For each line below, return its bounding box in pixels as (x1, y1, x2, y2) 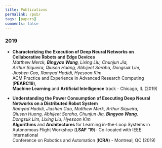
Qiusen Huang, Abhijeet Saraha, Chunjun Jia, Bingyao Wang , (12, 111, 138, 117)
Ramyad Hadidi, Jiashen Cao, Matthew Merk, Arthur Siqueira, (12, 105, 139, 111)
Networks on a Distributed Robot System (12, 100, 98, 106)
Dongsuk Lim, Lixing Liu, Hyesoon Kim (12, 116, 91, 122)
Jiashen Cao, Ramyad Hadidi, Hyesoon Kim (12, 70, 102, 76)
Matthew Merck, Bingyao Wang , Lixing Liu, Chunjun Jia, (12, 59, 128, 65)
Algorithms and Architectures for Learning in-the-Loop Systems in (12, 121, 150, 127)
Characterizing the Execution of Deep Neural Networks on (12, 49, 134, 54)
